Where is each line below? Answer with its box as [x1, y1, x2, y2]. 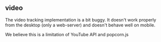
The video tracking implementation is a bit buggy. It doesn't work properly [5, 17, 157, 22]
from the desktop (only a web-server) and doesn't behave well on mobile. [5, 22, 156, 28]
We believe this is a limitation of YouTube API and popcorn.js [5, 31, 129, 37]
